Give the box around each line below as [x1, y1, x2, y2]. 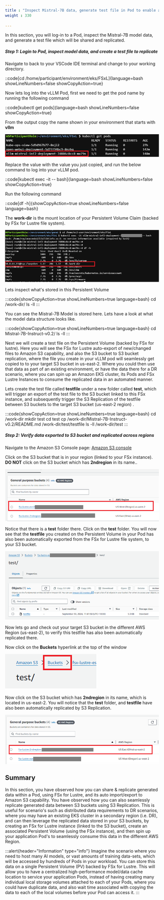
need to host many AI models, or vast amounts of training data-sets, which [5, 853, 155, 859]
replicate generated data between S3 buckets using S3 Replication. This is [5, 802, 155, 808]
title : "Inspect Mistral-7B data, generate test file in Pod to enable [5, 8, 156, 13]
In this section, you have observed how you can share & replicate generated [5, 786, 158, 793]
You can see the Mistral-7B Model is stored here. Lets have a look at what [5, 310, 153, 317]
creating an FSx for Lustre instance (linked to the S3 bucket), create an [5, 823, 147, 829]
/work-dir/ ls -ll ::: [5, 301, 40, 307]
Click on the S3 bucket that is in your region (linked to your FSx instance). [5, 454, 153, 460]
